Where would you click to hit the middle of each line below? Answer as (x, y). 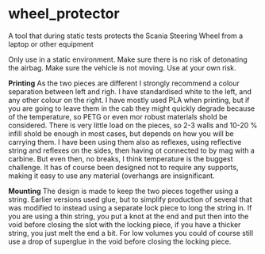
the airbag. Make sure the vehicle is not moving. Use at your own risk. (122, 67)
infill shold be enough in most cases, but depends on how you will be (121, 133)
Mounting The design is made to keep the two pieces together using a (124, 191)
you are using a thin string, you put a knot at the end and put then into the (129, 216)
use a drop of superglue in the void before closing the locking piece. (120, 241)
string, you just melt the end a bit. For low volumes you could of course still (131, 233)
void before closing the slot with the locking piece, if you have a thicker (125, 224)
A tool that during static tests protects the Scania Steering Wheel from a (126, 36)
